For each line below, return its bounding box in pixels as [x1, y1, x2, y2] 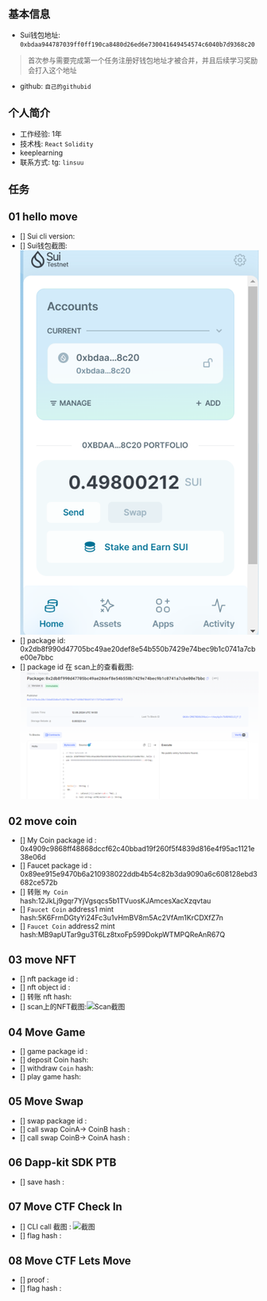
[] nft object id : [19, 982, 71, 992]
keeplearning [19, 148, 64, 157]
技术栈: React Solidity [19, 138, 94, 149]
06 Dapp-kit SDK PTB [8, 1156, 117, 1170]
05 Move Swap [8, 1095, 83, 1109]
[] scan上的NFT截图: [19, 1002, 87, 1012]
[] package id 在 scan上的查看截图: [19, 662, 134, 672]
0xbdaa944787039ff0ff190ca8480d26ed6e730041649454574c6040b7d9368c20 [19, 41, 256, 48]
